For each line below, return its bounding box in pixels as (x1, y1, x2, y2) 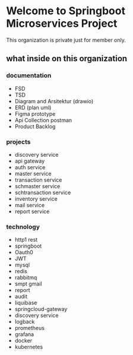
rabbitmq (14, 274, 37, 281)
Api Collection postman (14, 116, 72, 123)
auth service (14, 163, 46, 170)
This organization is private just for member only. (6, 36, 126, 43)
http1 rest (14, 236, 38, 243)
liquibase (14, 299, 37, 306)
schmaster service (14, 182, 61, 189)
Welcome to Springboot (6, 4, 126, 18)
